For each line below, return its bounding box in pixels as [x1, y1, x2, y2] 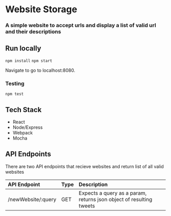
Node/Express [12, 124, 43, 130]
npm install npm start [5, 58, 52, 63]
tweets [78, 202, 95, 209]
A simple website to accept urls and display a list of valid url [5, 22, 156, 29]
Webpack [12, 130, 33, 136]
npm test [5, 92, 24, 97]
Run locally [5, 44, 42, 52]
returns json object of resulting [78, 196, 153, 203]
